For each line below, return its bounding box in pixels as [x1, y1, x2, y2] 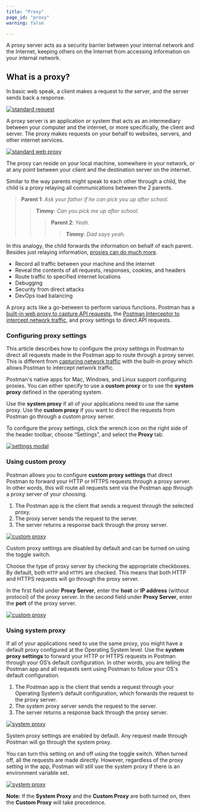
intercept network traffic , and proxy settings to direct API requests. [6, 316, 172, 324]
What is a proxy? [6, 71, 70, 82]
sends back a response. [6, 94, 66, 101]
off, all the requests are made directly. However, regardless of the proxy [6, 757, 184, 764]
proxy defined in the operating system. [6, 388, 103, 396]
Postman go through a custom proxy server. [6, 413, 115, 420]
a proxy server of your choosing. [6, 490, 87, 498]
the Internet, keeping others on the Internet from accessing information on [6, 48, 190, 55]
